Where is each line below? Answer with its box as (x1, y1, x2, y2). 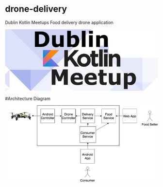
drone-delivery (5, 3, 67, 15)
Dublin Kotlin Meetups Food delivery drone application (5, 19, 114, 25)
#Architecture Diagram (5, 95, 51, 101)
